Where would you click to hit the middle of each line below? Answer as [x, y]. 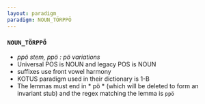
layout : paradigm [32, 13]
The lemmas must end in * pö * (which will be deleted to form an [108, 86]
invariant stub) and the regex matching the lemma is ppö [95, 93]
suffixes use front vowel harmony [64, 71]
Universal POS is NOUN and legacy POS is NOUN [86, 64]
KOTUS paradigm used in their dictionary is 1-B [83, 79]
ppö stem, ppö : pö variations [58, 57]
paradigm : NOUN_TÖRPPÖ [39, 20]
